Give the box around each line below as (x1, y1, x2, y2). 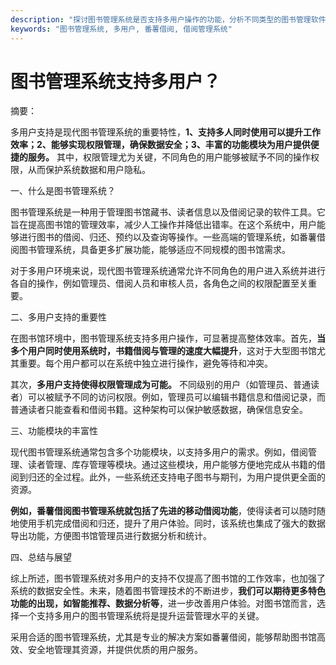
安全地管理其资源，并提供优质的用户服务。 (27, 644, 203, 656)
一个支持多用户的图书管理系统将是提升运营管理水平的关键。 (18, 610, 265, 622)
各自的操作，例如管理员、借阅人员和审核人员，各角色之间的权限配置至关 (10, 277, 308, 290)
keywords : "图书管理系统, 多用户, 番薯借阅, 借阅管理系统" (10, 24, 233, 34)
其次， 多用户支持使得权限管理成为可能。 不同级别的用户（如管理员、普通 (10, 379, 311, 391)
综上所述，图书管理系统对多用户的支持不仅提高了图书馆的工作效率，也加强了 (10, 572, 326, 585)
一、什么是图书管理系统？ (10, 185, 116, 197)
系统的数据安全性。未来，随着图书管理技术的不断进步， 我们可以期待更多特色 (10, 585, 326, 597)
